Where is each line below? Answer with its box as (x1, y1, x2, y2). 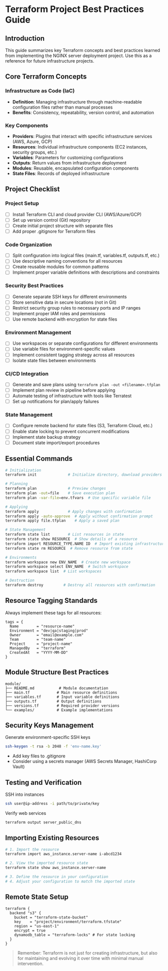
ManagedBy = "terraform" (9, 645, 66, 651)
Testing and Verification (5, 778, 82, 786)
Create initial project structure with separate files (12, 223, 113, 229)
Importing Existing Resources (5, 834, 99, 842)
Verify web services (5, 810, 46, 816)
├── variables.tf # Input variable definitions (5, 694, 120, 699)
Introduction (5, 34, 45, 43)
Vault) (12, 764, 25, 770)
